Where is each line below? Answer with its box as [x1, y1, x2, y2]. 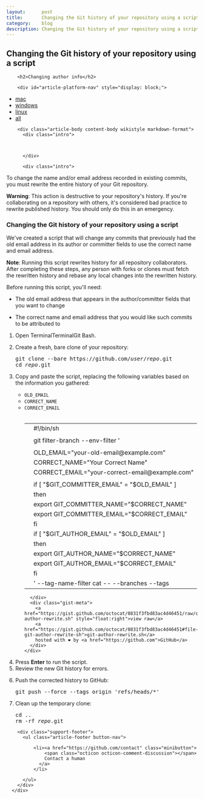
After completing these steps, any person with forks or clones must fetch [6, 266, 189, 273]
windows [15, 101, 38, 109]
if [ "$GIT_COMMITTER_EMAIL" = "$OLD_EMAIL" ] [33, 481, 177, 489]
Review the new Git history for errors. [15, 665, 109, 672]
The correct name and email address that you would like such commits [15, 314, 192, 321]
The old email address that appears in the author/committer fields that [15, 295, 191, 303]
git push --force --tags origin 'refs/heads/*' [15, 688, 160, 696]
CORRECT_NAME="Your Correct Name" [33, 458, 148, 467]
